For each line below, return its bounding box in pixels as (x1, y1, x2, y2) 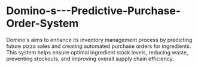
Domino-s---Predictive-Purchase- (6, 4, 181, 18)
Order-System (6, 17, 79, 30)
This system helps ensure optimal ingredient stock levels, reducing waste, (6, 48, 188, 56)
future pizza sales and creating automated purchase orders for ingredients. (6, 43, 191, 50)
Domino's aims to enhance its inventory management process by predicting (6, 36, 193, 43)
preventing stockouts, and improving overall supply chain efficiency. (6, 55, 175, 62)
